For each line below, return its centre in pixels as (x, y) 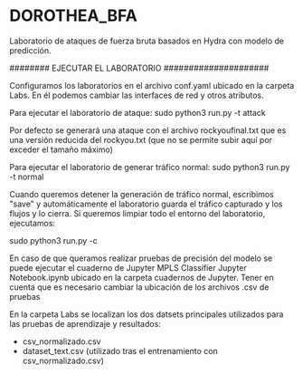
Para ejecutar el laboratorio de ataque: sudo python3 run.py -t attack (138, 112)
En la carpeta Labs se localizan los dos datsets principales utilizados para (147, 314)
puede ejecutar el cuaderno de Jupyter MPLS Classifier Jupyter (128, 267)
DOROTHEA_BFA (73, 16)
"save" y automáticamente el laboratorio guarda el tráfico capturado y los (146, 204)
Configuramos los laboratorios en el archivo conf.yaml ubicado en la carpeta (152, 85)
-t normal (27, 177)
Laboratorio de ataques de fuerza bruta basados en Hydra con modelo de (147, 41)
